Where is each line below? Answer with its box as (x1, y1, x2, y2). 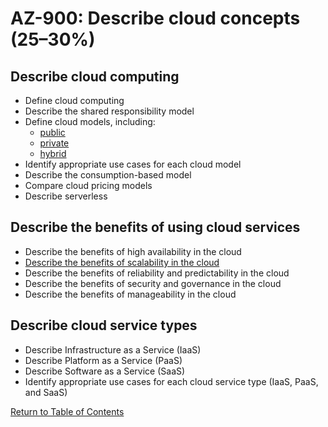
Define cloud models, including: (24, 116, 156, 127)
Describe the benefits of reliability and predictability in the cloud (24, 267, 290, 279)
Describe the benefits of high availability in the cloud (24, 245, 242, 257)
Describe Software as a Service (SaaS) (24, 365, 186, 377)
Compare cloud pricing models (24, 180, 153, 191)
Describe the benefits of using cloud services (10, 219, 301, 236)
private (39, 137, 70, 149)
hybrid (39, 148, 67, 159)
